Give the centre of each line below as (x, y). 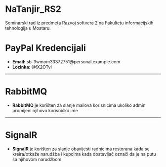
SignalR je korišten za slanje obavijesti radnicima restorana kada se (81, 149)
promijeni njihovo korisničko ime (45, 110)
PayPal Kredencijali (46, 48)
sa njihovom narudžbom (37, 159)
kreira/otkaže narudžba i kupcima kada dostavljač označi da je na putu (84, 154)
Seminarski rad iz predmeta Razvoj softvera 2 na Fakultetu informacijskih (79, 23)
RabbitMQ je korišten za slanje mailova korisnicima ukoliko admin (79, 105)
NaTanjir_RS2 (33, 9)
